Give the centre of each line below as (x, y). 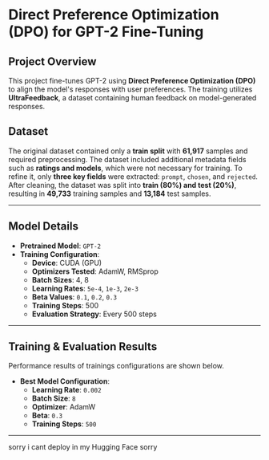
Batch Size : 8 (54, 398)
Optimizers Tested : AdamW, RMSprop (95, 271)
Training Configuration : (60, 254)
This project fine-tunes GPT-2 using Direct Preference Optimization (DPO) (132, 81)
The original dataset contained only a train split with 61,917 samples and (128, 151)
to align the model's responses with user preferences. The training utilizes (130, 89)
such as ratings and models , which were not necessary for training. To (125, 168)
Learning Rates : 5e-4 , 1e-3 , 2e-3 (85, 288)
